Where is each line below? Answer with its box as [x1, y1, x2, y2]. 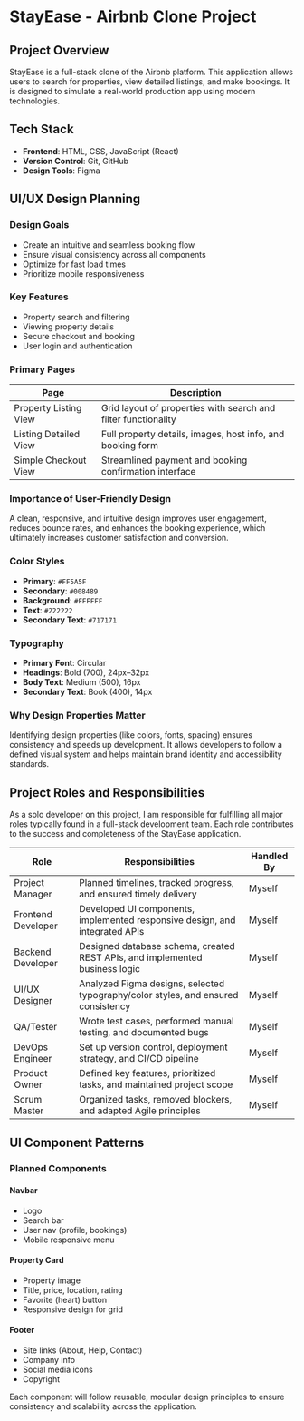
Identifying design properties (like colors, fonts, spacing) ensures [9, 730, 253, 740]
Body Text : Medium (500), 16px [22, 676, 141, 687]
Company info [22, 1355, 75, 1366]
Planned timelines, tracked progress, [79, 877, 234, 889]
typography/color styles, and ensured [79, 989, 239, 1002]
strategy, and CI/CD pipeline [79, 1053, 199, 1065]
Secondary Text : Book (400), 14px [22, 686, 153, 697]
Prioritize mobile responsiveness [22, 268, 145, 279]
